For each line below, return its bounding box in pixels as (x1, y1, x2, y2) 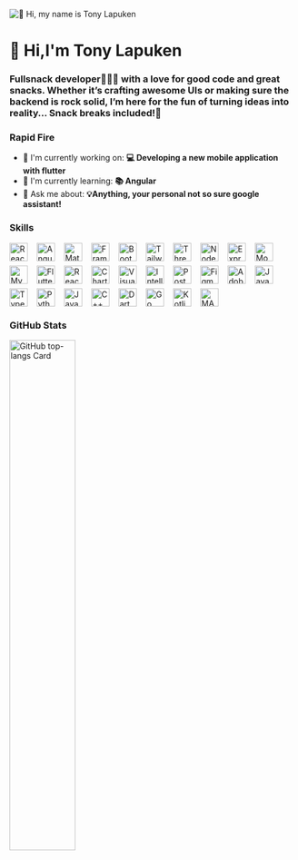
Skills (9, 222, 35, 234)
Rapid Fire (9, 132, 55, 144)
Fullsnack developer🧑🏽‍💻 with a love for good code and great (9, 73, 281, 85)
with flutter (22, 165, 66, 176)
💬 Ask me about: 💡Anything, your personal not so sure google (22, 189, 260, 200)
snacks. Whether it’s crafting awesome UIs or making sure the (9, 84, 289, 97)
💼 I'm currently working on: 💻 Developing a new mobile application (22, 153, 279, 163)
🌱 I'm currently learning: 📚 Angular (22, 175, 157, 186)
